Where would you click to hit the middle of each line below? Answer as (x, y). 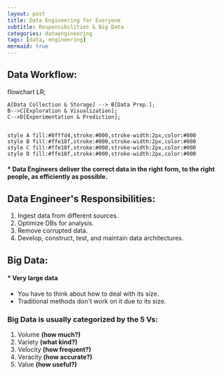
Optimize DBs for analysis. (55, 223)
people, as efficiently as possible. (58, 177)
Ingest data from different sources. (68, 216)
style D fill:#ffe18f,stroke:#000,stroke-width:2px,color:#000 (102, 154)
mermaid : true (28, 46)
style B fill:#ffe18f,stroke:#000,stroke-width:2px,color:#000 (102, 141)
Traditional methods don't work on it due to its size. (92, 301)
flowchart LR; (27, 91)
